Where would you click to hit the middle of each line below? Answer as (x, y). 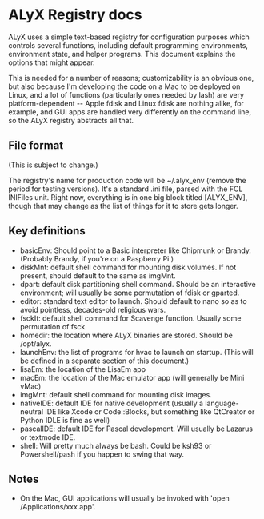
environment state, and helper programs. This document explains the (122, 54)
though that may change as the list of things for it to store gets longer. (123, 206)
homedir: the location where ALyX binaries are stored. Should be (126, 335)
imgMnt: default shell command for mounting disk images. (116, 394)
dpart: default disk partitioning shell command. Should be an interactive (138, 284)
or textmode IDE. (48, 437)
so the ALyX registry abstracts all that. (71, 120)
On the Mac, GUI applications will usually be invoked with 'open (124, 498)
